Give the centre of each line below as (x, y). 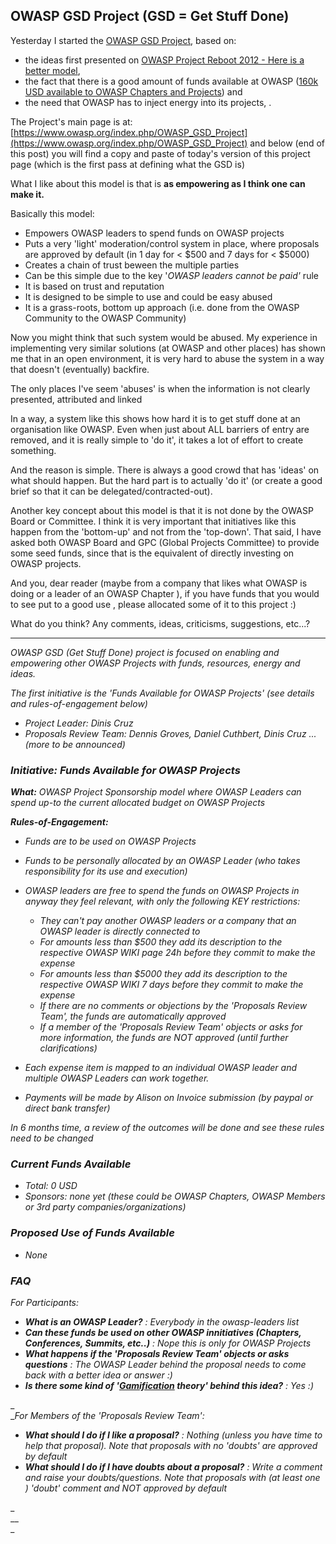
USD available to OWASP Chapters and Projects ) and (133, 91)
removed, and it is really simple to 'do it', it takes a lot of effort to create (157, 440)
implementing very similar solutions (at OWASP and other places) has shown (168, 348)
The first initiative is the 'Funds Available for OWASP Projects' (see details (162, 693)
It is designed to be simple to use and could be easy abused (148, 296)
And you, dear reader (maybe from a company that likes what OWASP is (159, 583)
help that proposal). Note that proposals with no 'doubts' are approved (171, 1445)
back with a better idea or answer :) (98, 1375)
